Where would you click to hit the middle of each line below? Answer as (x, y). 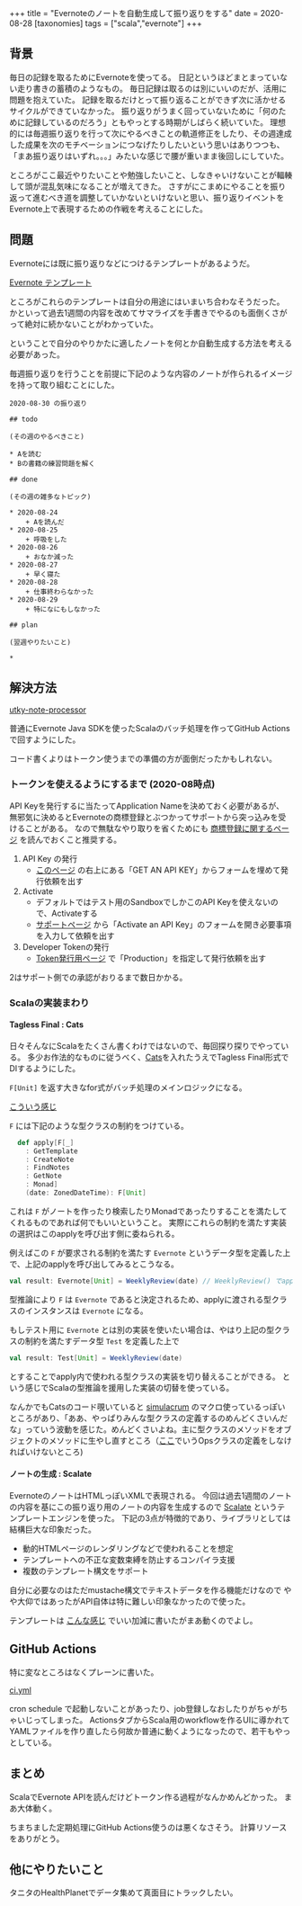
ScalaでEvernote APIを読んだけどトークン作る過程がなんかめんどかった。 (146, 1796)
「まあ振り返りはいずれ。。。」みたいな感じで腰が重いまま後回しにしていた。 (149, 156)
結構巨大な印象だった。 (53, 1529)
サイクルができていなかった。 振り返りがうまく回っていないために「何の (144, 111)
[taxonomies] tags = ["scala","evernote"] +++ (118, 23)
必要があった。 (37, 354)
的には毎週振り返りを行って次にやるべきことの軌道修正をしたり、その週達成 (151, 133)
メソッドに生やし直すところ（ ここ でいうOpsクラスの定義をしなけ (170, 1440)
